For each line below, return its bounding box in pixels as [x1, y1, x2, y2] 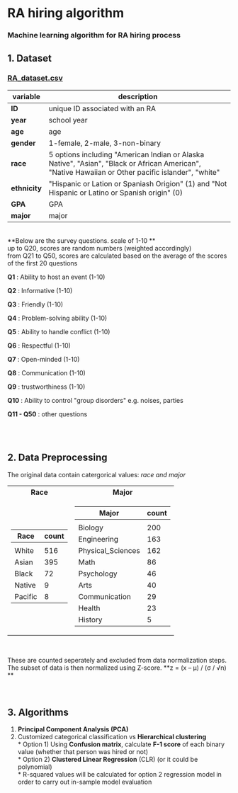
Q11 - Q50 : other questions [7, 409, 88, 418]
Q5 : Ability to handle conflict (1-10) [7, 327, 110, 336]
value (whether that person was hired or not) [17, 748, 149, 756]
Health [78, 603, 101, 613]
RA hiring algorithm [7, 5, 124, 21]
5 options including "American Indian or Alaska [48, 149, 205, 159]
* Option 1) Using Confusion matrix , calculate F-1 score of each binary [17, 740, 225, 748]
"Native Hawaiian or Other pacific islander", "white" [48, 167, 220, 177]
